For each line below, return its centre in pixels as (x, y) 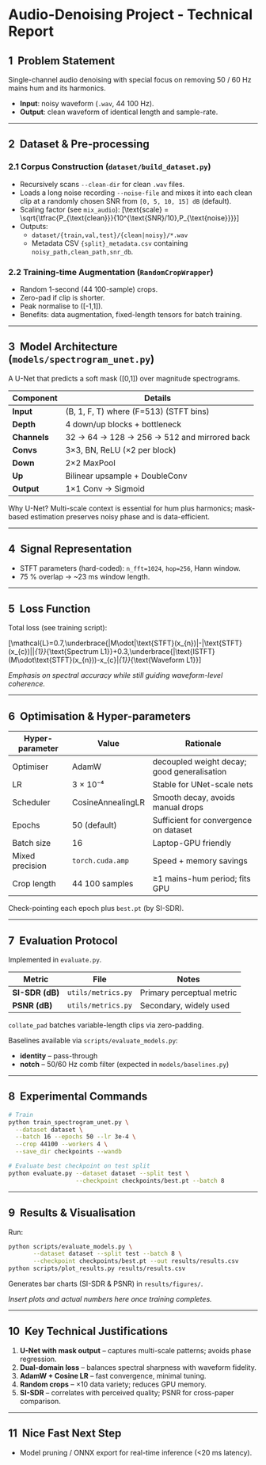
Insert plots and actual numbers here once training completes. (110, 1299)
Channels (30, 437)
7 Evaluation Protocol (63, 941)
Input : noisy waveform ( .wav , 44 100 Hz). (87, 103)
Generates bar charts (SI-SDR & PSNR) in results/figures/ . (106, 1284)
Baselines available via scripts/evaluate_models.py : (93, 1041)
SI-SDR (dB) (36, 993)
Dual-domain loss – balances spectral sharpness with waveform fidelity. (138, 1367)
